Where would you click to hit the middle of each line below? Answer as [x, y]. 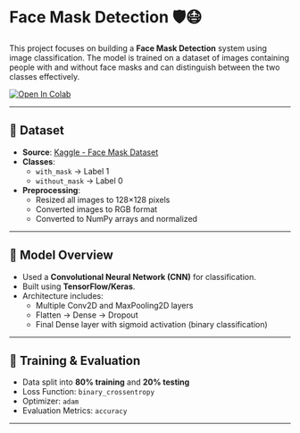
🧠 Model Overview [61, 255]
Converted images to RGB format [96, 209]
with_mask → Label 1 [72, 171]
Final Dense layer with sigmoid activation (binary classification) [151, 324]
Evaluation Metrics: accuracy [75, 411]
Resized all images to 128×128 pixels [103, 200]
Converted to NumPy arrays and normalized [117, 218]
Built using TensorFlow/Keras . [79, 286]
